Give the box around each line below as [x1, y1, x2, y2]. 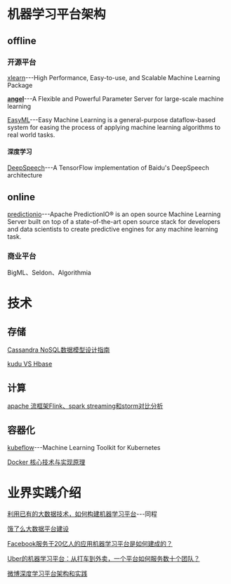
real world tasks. [7, 131, 55, 139]
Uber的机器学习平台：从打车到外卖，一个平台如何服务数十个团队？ [7, 554, 200, 562]
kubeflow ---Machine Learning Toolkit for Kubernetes [7, 443, 161, 451]
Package [7, 81, 33, 89]
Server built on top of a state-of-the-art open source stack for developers [7, 217, 220, 225]
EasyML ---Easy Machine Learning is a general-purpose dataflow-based [7, 115, 216, 124]
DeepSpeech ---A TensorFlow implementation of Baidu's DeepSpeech [7, 164, 209, 172]
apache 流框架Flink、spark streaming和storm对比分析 [7, 401, 164, 410]
